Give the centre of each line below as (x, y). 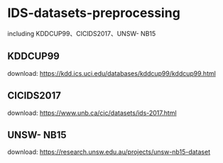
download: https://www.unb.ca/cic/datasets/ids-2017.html (92, 113)
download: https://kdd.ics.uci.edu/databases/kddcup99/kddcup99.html (112, 73)
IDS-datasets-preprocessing (94, 13)
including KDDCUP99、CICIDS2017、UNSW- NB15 (82, 33)
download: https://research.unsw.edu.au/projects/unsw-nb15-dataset (109, 152)
